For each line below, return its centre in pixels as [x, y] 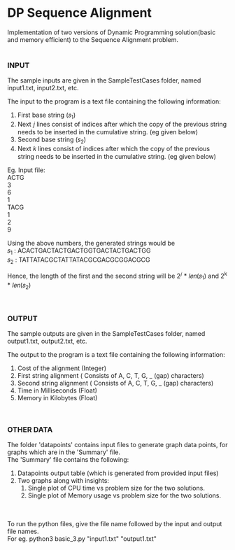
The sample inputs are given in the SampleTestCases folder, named [104, 80]
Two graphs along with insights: [63, 481]
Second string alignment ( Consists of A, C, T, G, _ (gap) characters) [115, 383]
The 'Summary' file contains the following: [68, 460]
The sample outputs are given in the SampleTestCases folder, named [106, 333]
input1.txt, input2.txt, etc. [43, 88]
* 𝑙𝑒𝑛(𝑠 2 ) [19, 286]
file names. [23, 531]
